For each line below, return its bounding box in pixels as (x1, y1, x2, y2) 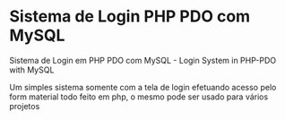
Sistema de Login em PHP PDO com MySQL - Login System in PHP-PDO (9, 55, 276, 65)
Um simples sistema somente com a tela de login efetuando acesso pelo (9, 81, 277, 92)
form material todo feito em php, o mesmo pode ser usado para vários (9, 91, 269, 102)
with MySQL (9, 64, 55, 75)
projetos (9, 100, 40, 111)
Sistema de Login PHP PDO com (9, 6, 251, 27)
